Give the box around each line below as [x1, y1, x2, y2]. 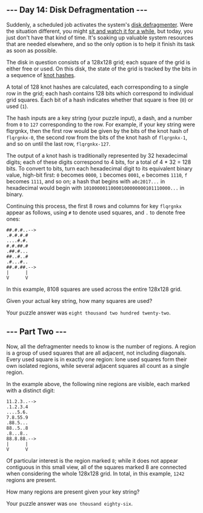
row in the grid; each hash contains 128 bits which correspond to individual [6, 89, 194, 97]
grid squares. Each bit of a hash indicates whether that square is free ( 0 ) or [6, 96, 193, 103]
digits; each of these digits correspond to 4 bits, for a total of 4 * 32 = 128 [6, 158, 191, 166]
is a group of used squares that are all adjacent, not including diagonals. [6, 349, 187, 356]
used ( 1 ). [6, 103, 28, 110]
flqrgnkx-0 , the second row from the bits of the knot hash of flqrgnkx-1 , [6, 134, 188, 141]
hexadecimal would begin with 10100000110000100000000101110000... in [6, 184, 185, 191]
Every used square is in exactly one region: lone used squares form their [6, 355, 187, 363]
